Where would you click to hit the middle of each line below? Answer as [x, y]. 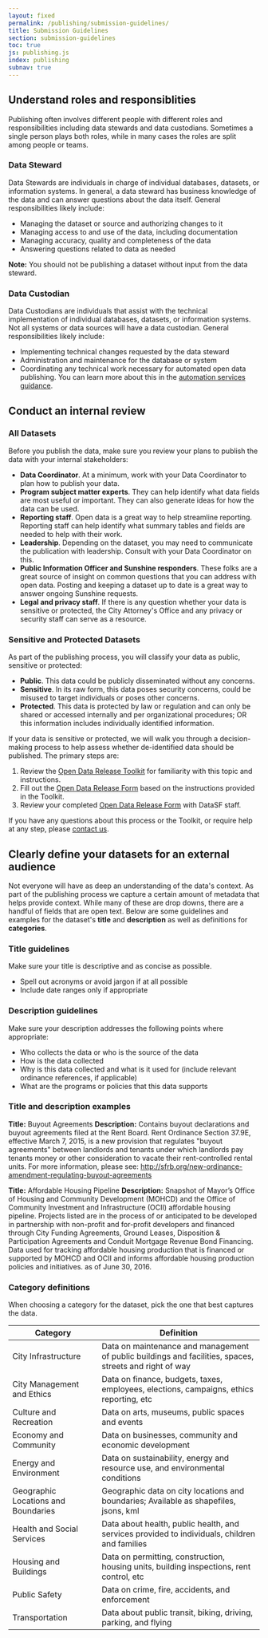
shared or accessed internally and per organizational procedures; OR [133, 715]
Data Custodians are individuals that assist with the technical [108, 311]
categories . [28, 928]
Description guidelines [53, 1011]
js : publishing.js [39, 53]
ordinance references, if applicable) [79, 1077]
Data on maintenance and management [175, 1347]
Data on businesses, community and [169, 1435]
